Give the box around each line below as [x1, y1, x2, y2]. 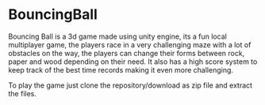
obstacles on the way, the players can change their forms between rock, [8, 48, 245, 58]
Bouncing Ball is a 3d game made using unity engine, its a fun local [8, 32, 228, 41]
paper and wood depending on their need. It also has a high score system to [8, 57, 258, 66]
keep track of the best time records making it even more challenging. [8, 65, 234, 74]
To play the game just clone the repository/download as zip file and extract [8, 81, 252, 90]
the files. [8, 88, 37, 98]
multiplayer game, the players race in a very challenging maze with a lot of [8, 39, 252, 49]
